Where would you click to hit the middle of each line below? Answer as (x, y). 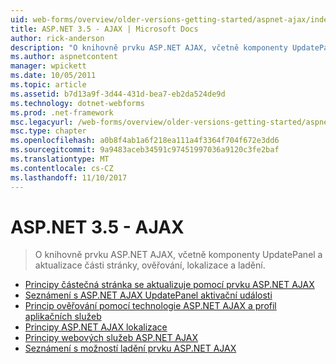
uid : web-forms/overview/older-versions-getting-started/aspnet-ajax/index (171, 19)
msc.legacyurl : (42, 122)
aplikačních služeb (63, 317)
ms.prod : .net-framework (62, 112)
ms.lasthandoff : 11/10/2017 (69, 177)
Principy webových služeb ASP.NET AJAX (111, 338)
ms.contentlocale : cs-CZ (62, 168)
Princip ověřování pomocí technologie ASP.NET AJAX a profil (150, 306)
